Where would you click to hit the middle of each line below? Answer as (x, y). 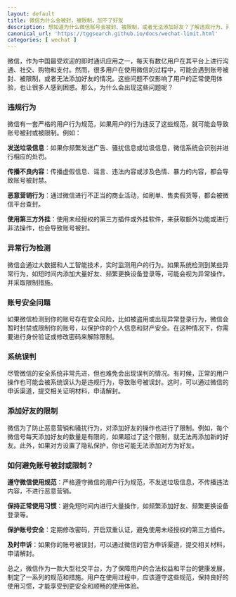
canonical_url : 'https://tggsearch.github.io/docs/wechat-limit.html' (113, 33)
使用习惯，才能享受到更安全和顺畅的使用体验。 (75, 586)
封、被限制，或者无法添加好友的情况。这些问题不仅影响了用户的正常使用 (112, 79)
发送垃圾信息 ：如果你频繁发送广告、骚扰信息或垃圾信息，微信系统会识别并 (115, 148)
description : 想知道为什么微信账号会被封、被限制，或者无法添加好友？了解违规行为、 (117, 27)
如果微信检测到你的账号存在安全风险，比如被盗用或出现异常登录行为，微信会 (118, 319)
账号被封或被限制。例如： (44, 133)
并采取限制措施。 (32, 282)
